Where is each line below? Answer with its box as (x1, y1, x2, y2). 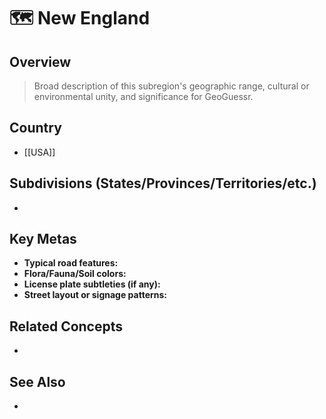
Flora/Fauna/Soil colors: (23, 268, 127, 280)
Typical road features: (23, 257, 119, 269)
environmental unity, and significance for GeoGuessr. (33, 91, 254, 102)
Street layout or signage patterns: (23, 289, 168, 301)
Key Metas (9, 231, 77, 248)
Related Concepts (9, 318, 124, 335)
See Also (9, 373, 66, 390)
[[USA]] (23, 146, 56, 158)
